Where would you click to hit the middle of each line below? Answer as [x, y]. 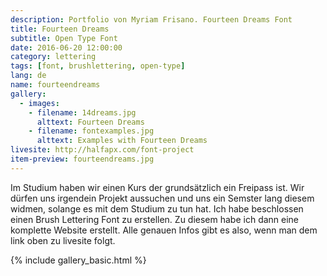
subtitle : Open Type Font [64, 38]
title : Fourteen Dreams [60, 29]
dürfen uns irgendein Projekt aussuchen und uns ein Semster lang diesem [162, 198]
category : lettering [53, 57]
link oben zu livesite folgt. [63, 240]
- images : [39, 103]
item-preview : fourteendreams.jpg [82, 159]
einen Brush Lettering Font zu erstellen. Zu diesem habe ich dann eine [155, 219]
